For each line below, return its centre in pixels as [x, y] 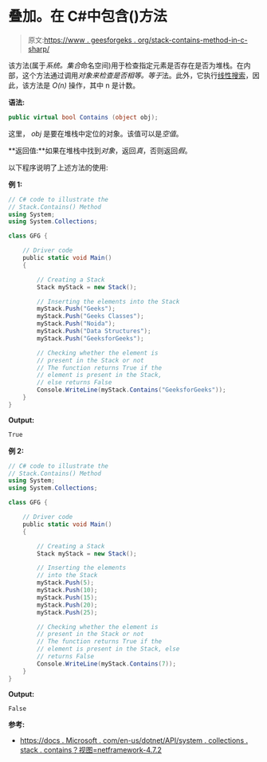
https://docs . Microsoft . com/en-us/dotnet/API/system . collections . [134, 740]
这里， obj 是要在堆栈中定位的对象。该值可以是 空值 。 [96, 133]
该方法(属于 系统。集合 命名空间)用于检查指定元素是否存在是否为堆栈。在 [126, 65]
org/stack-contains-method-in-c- [193, 40]
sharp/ [39, 49]
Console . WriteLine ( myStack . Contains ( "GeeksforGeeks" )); [132, 390]
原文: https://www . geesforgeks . [82, 40]
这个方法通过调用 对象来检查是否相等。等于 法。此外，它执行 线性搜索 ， [137, 75]
